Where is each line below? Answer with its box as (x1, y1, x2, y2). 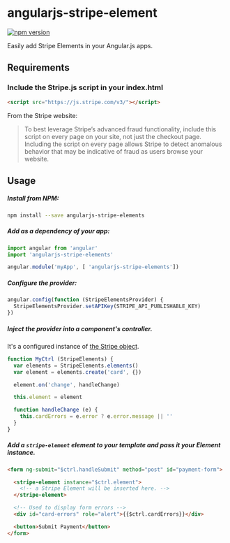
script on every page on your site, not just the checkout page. (24, 132, 202, 140)
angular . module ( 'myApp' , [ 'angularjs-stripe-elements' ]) (7, 263, 179, 270)
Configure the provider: (7, 278, 77, 287)
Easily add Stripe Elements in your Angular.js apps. (7, 41, 153, 50)
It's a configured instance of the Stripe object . (7, 342, 139, 350)
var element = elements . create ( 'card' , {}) (13, 368, 141, 375)
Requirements (7, 61, 70, 74)
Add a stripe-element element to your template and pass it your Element (7, 441, 221, 449)
